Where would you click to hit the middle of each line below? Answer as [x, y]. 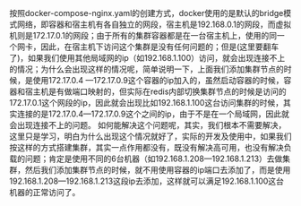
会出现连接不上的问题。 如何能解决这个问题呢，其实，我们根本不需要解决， [148, 125]
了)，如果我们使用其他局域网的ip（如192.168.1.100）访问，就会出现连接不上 [147, 58]
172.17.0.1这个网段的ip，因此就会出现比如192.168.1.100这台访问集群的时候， [146, 103]
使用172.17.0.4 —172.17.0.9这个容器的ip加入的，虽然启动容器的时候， [158, 80]
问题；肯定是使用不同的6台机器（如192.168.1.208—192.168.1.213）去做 [154, 159]
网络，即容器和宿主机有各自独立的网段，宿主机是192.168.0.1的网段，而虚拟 [154, 24]
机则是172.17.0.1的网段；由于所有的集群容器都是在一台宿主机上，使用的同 [143, 35]
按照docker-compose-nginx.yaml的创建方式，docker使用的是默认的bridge [146, 13]
